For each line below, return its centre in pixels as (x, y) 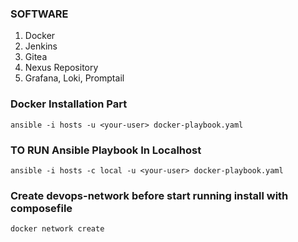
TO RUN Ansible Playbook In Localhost (106, 150)
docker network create (57, 229)
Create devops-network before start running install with (149, 195)
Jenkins (41, 46)
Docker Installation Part (69, 104)
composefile (41, 208)
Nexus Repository (61, 68)
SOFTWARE (39, 14)
